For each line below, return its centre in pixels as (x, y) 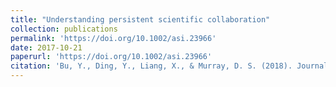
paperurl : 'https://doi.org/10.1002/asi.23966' (111, 57)
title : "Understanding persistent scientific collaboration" (140, 19)
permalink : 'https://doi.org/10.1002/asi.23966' (113, 38)
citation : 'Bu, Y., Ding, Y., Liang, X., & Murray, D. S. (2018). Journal (169, 66)
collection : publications (64, 29)
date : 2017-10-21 (46, 47)
